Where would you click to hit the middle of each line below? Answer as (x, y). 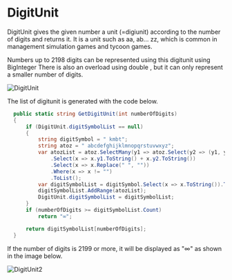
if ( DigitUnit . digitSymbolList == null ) (84, 127)
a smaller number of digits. (45, 74)
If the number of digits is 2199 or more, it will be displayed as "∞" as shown (115, 248)
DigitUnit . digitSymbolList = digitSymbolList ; (106, 197)
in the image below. (35, 256)
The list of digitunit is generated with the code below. (83, 101)
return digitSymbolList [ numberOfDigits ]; (86, 229)
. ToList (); (66, 178)
